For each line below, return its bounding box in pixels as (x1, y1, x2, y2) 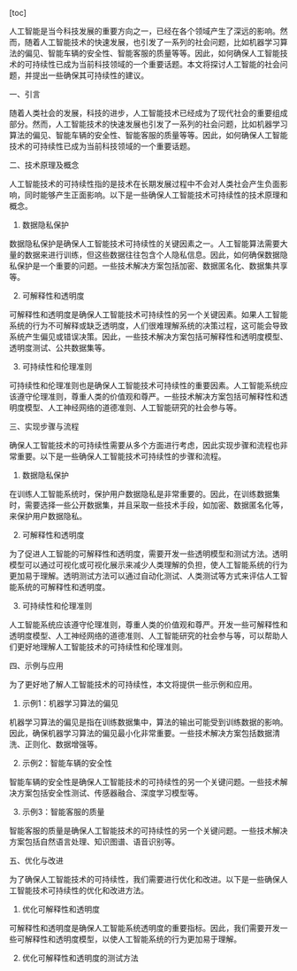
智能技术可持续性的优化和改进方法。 (16, 885, 148, 896)
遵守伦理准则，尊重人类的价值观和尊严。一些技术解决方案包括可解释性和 (16, 392, 280, 401)
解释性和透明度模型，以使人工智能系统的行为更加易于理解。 (24, 934, 241, 944)
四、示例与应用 (9, 660, 64, 671)
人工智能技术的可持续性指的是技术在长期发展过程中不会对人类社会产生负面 (9, 179, 280, 189)
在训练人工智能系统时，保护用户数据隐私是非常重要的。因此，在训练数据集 (9, 489, 280, 499)
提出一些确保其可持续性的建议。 (32, 70, 148, 81)
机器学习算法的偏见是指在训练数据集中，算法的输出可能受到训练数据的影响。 (9, 717, 288, 727)
